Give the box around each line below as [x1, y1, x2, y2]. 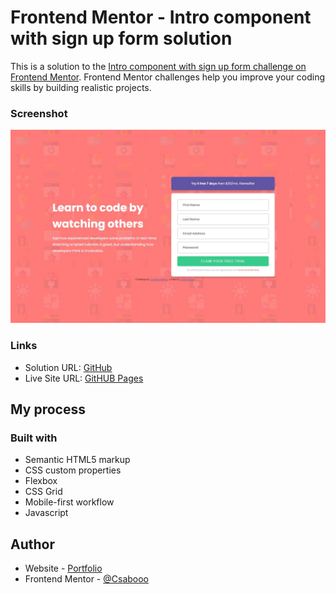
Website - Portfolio [24, 562, 103, 575]
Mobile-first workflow [24, 496, 115, 508]
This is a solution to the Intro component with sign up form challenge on [10, 60, 307, 72]
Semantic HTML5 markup [24, 454, 131, 466]
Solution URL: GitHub [24, 361, 113, 373]
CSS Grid [24, 486, 63, 498]
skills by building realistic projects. [10, 81, 152, 93]
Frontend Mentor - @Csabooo [24, 573, 150, 585]
